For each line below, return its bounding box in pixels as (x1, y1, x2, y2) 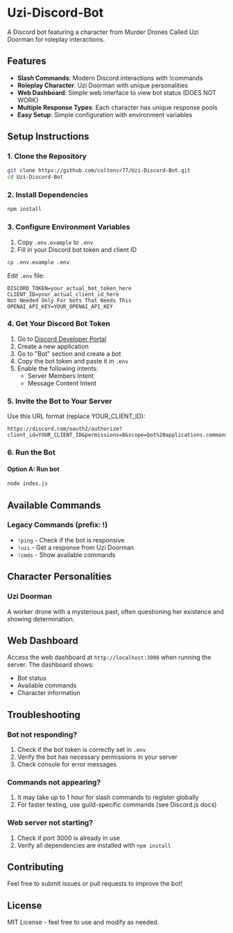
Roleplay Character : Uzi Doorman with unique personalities (17, 81, 189, 89)
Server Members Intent (27, 371, 94, 379)
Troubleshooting (7, 709, 81, 721)
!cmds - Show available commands (17, 550, 116, 559)
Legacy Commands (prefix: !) (7, 520, 108, 530)
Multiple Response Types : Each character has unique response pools (17, 103, 218, 112)
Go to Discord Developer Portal (17, 334, 107, 343)
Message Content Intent (27, 379, 97, 387)
